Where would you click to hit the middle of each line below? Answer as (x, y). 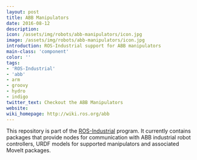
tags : (13, 63)
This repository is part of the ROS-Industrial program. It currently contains (98, 131)
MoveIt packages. (29, 150)
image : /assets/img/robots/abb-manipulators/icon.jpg (76, 40)
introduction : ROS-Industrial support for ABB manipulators (84, 46)
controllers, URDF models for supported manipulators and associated (93, 144)
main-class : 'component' (38, 52)
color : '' (19, 57)
